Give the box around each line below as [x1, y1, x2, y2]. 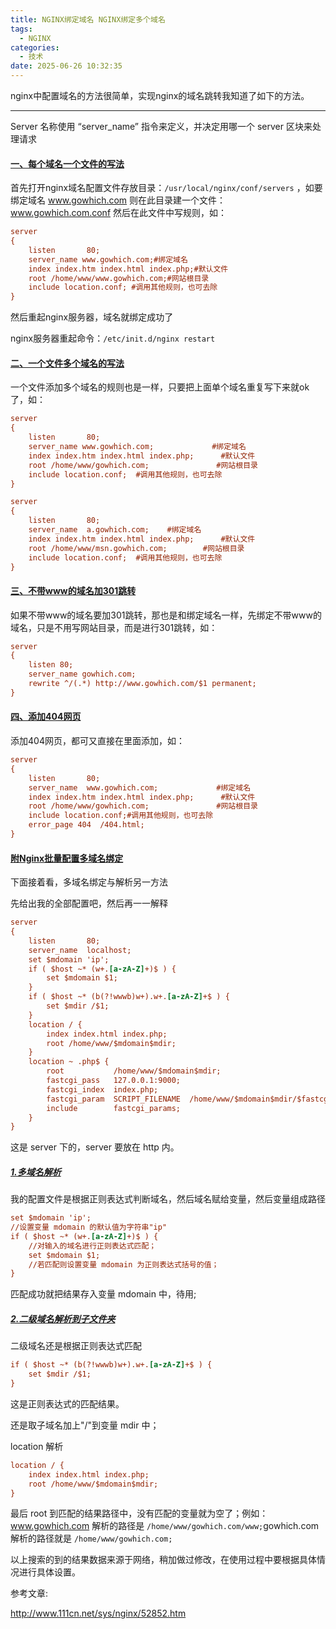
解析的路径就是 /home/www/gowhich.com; [10, 1532, 173, 1545]
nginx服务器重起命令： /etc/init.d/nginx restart [10, 332, 216, 345]
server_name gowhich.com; [28, 669, 137, 680]
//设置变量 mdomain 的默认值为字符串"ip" [10, 1222, 168, 1233]
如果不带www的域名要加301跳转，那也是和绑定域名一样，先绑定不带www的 [10, 609, 322, 621]
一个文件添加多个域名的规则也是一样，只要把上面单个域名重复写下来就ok [10, 381, 310, 393]
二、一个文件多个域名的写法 [10, 357, 125, 369]
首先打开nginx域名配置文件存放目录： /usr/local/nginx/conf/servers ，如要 [10, 182, 323, 194]
